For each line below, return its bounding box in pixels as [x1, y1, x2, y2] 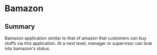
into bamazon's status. [4, 46, 51, 51]
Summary [4, 22, 35, 31]
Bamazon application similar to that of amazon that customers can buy [4, 35, 147, 41]
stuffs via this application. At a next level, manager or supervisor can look [4, 40, 153, 46]
